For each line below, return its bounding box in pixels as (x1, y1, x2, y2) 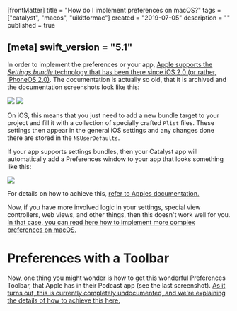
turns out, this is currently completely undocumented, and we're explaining (7, 288, 226, 297)
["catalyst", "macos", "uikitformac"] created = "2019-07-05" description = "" (7, 13, 231, 22)
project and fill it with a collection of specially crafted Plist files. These (7, 118, 215, 127)
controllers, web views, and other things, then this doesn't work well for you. (7, 210, 231, 218)
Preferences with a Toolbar (7, 250, 170, 266)
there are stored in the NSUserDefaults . (7, 134, 120, 142)
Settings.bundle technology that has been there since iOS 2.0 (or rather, (7, 67, 217, 76)
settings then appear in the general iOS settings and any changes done (7, 126, 214, 134)
